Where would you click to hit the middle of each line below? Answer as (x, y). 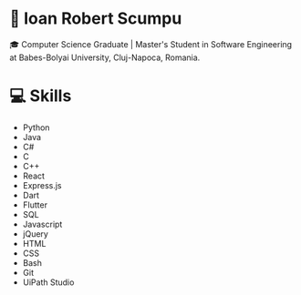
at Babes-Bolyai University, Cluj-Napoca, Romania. (105, 57)
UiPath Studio (48, 282)
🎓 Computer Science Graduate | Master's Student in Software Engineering (151, 44)
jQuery (35, 234)
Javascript (42, 224)
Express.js (42, 185)
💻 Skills (41, 96)
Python (36, 127)
